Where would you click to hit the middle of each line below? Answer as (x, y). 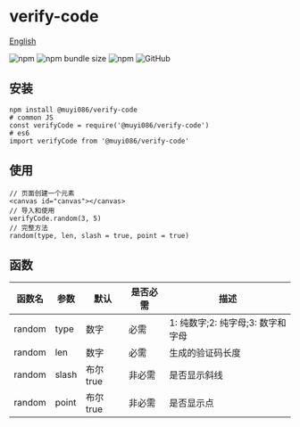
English (23, 41)
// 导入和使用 (32, 210)
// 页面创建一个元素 (42, 193)
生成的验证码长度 (205, 353)
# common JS (31, 118)
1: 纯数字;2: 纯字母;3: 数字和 (228, 323)
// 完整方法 (29, 228)
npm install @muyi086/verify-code (74, 110)
